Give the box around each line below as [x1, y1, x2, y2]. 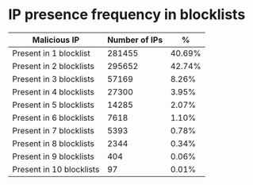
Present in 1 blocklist [12, 48, 90, 59]
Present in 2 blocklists [12, 60, 95, 71]
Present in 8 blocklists [12, 137, 95, 148]
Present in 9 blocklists [12, 151, 95, 162]
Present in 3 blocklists [12, 73, 95, 84]
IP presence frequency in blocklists [8, 6, 246, 24]
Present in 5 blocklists [12, 99, 95, 110]
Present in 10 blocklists [12, 164, 100, 175]
